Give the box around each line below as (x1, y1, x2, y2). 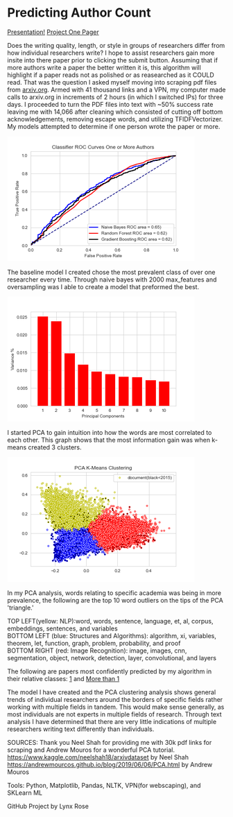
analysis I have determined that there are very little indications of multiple (7, 717, 217, 725)
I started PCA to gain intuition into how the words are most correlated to (7, 428, 212, 436)
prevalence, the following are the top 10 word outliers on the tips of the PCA (7, 596, 223, 604)
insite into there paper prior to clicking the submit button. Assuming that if (7, 55, 218, 64)
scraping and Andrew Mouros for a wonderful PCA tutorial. (7, 746, 175, 754)
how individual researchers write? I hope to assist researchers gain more (7, 49, 215, 57)
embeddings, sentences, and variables (7, 624, 118, 633)
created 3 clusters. (28, 442, 82, 452)
